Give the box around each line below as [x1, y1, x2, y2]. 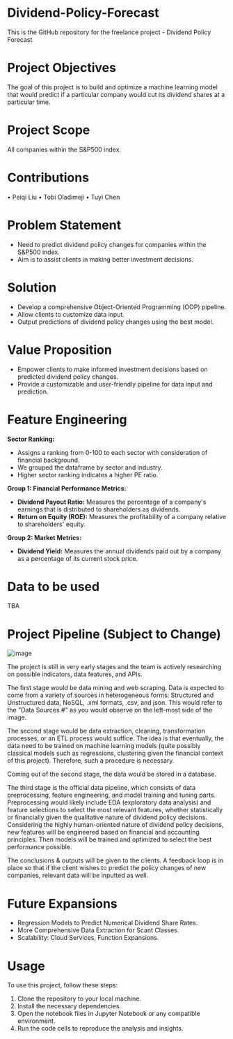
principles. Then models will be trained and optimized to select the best [7, 835, 212, 844]
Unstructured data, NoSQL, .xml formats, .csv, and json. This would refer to [7, 698, 223, 707]
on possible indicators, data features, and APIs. [7, 670, 143, 678]
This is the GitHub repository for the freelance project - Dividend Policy [7, 28, 211, 36]
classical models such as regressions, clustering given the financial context [7, 749, 224, 758]
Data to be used [7, 578, 99, 595]
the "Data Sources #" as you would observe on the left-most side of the [7, 706, 213, 715]
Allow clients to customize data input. [17, 310, 125, 318]
